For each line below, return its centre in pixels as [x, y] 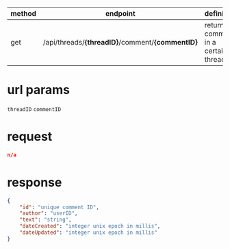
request [30, 137]
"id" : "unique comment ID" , [59, 207]
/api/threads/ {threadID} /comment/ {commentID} [120, 42]
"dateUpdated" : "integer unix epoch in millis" [88, 233]
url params [39, 90]
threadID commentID [34, 109]
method [23, 13]
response [35, 182]
